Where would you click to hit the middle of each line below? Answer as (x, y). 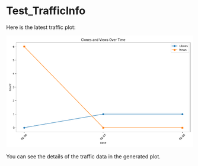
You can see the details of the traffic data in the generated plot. (84, 157)
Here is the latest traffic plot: (41, 27)
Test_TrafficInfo (46, 11)
